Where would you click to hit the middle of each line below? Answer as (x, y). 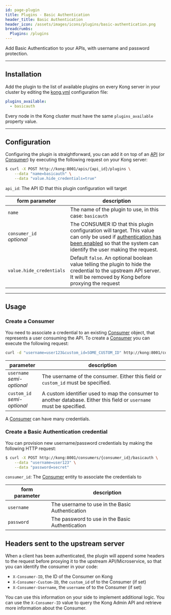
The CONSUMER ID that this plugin (112, 224)
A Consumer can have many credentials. (48, 419)
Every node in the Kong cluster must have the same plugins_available (79, 116)
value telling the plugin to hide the (111, 264)
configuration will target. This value (112, 231)
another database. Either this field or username (96, 399)
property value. (21, 121)
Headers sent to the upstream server (65, 543)
